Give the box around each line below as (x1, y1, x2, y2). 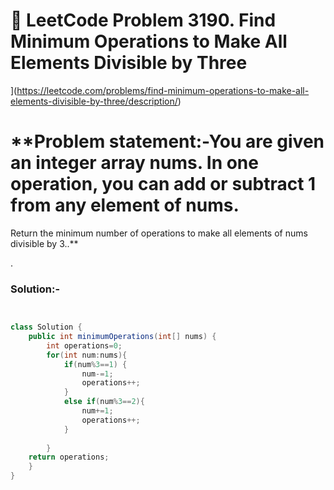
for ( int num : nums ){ (46, 350, 128, 360)
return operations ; (28, 452, 110, 463)
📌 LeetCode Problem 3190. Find (10, 9, 277, 32)
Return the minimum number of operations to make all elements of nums (10, 227, 308, 239)
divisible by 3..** (10, 237, 79, 249)
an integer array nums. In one (10, 152, 259, 174)
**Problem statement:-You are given (10, 130, 325, 153)
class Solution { (10, 322, 83, 333)
